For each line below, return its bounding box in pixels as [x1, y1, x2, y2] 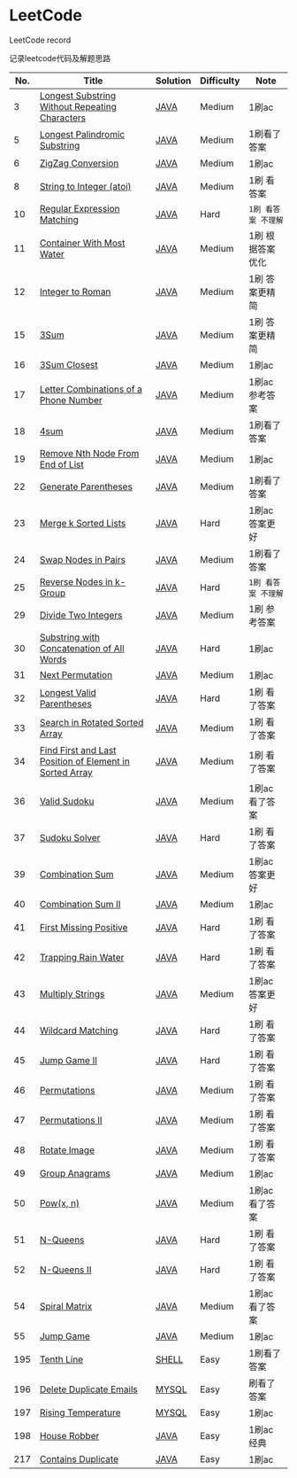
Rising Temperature [39, 1406, 121, 1419]
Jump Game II [39, 1054, 97, 1066]
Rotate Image [39, 1144, 95, 1156]
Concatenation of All [39, 642, 126, 654]
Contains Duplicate [39, 1452, 119, 1465]
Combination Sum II [39, 898, 121, 910]
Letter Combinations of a [39, 383, 143, 395]
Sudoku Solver [39, 831, 101, 844]
